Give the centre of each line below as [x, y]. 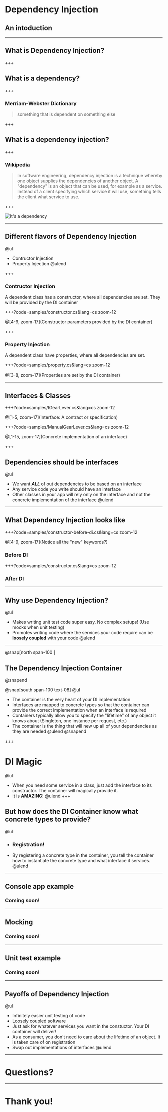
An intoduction [29, 28]
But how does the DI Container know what [72, 811]
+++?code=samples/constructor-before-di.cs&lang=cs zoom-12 [71, 532]
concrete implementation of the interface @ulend [63, 500]
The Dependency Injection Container [64, 668]
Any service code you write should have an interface [67, 489]
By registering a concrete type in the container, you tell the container [83, 855]
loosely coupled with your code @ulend [54, 638]
